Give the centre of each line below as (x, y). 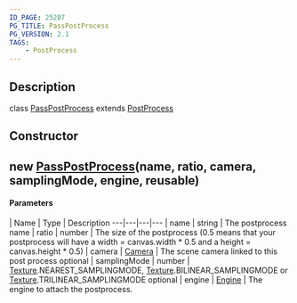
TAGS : (19, 42)
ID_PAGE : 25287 (37, 17)
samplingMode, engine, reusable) (104, 180)
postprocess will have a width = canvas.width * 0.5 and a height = (130, 242)
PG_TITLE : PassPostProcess (59, 26)
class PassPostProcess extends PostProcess (92, 108)
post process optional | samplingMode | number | (100, 260)
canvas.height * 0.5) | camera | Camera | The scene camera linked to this (144, 251)
